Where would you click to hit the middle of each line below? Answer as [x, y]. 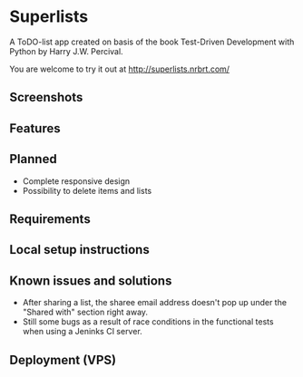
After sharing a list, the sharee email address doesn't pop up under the [155, 303]
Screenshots [46, 97]
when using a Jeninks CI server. [82, 332]
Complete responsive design [76, 181]
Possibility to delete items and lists [87, 190]
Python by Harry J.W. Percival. [67, 51]
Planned [33, 159]
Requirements [50, 219]
